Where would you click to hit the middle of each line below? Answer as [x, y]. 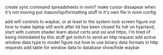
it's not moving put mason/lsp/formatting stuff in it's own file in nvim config [81, 12]
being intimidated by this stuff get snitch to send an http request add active [81, 37]
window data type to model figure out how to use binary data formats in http [82, 42]
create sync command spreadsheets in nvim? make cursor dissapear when [81, 7]
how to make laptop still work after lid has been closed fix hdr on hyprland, [80, 27]
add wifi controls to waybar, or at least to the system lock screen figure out [81, 22]
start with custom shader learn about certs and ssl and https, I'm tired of [78, 32]
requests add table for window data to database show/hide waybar [72, 47]
